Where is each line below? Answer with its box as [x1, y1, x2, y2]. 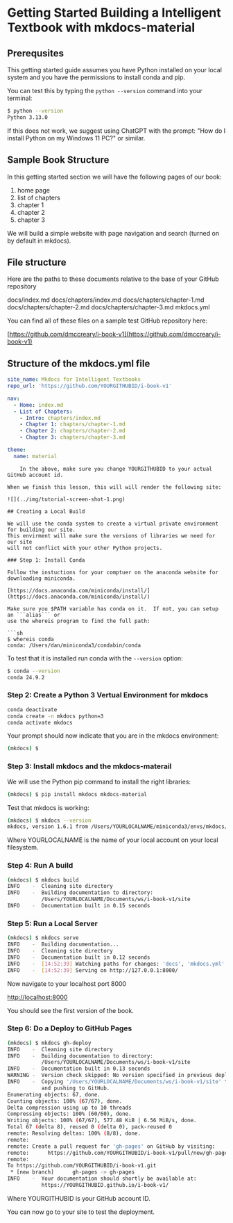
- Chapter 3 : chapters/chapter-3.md [19, 434, 126, 441]
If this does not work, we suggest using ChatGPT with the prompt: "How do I [7, 127, 226, 135]
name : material [13, 453, 58, 460]
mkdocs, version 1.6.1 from [7, 823, 89, 830]
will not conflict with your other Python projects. [7, 544, 163, 551]
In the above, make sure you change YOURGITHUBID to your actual [19, 465, 213, 472]
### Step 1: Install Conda [7, 556, 85, 564]
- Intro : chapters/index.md [19, 414, 101, 421]
